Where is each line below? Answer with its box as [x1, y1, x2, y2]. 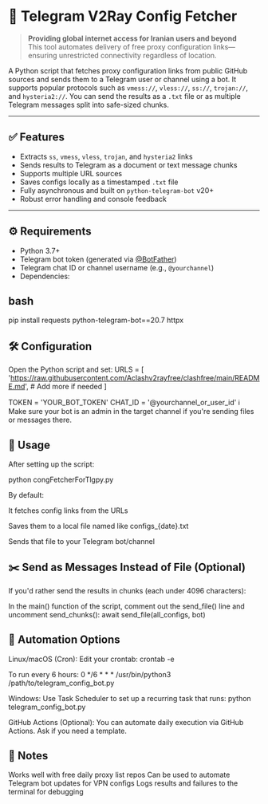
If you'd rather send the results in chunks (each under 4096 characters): [8, 585, 246, 595]
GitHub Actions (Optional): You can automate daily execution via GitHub [8, 717, 244, 727]
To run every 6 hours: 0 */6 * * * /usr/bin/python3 [8, 669, 171, 679]
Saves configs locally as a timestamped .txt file [19, 177, 179, 187]
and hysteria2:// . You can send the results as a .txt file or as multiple [8, 91, 241, 100]
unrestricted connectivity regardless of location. [58, 50, 217, 60]
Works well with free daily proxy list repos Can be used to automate [8, 770, 231, 780]
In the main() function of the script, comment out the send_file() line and [8, 601, 245, 611]
